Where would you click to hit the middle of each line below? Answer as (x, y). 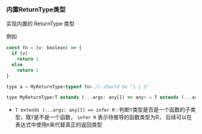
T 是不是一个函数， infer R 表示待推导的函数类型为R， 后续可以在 (112, 117)
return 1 (28, 59)
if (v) (20, 53)
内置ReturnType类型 (36, 9)
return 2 (28, 70)
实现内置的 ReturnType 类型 (41, 24)
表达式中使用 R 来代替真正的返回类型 (58, 125)
